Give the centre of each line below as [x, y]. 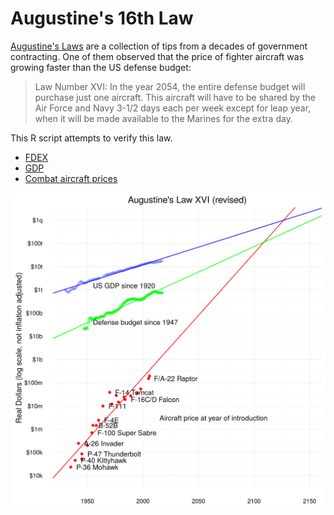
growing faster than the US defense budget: [101, 67]
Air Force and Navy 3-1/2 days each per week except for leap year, [173, 108]
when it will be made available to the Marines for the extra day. [163, 118]
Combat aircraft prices [71, 178]
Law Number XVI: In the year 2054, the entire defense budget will [170, 86]
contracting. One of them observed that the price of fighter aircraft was [157, 56]
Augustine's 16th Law [102, 18]
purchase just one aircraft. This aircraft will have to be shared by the [175, 97]
